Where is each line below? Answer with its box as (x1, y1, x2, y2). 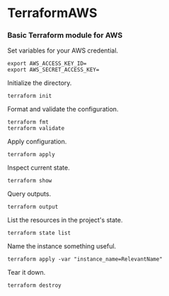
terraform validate (7, 125, 65, 132)
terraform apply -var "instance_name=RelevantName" (7, 256, 163, 263)
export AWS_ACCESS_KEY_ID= (7, 60, 87, 67)
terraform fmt (7, 119, 49, 126)
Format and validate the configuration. (7, 105, 119, 114)
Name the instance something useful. (7, 242, 117, 251)
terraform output (7, 204, 59, 211)
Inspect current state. (7, 163, 70, 172)
